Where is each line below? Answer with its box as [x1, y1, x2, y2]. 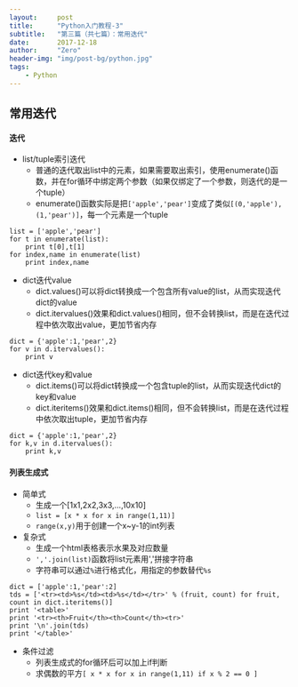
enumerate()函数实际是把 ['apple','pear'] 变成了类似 [35, 198, 231, 209]
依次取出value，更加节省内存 [51, 319, 157, 330]
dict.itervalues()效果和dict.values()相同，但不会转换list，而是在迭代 [35, 308, 282, 319]
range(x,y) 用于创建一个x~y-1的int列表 [35, 520, 175, 531]
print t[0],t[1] [25, 243, 86, 252]
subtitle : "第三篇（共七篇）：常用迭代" [9, 29, 149, 38]
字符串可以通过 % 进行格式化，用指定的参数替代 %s [35, 564, 212, 575]
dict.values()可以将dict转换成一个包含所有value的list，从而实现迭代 [35, 286, 282, 297]
